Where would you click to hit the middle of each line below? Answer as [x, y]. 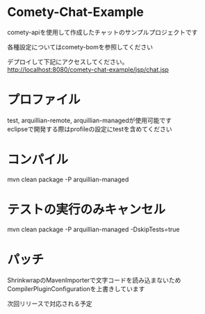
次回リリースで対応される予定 [50, 304]
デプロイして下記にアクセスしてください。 [68, 61]
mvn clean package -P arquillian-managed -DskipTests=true [93, 229]
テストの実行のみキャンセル [87, 210]
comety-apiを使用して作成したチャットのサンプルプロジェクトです [102, 32]
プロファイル [44, 100]
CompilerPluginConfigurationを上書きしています [76, 288]
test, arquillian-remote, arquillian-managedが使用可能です [90, 120]
